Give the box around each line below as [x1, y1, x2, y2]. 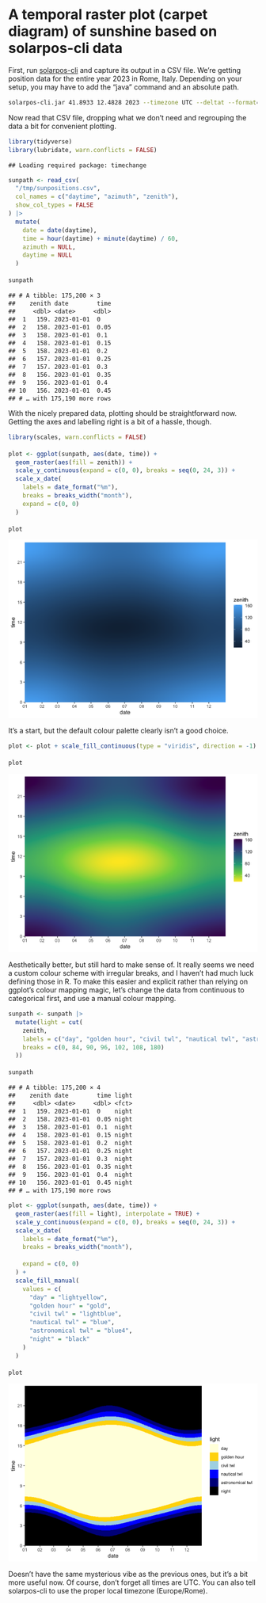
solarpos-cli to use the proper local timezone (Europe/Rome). [8, 1586, 208, 1596]
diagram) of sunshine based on [8, 22, 218, 40]
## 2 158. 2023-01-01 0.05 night [8, 1115, 133, 1124]
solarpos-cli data [8, 40, 123, 57]
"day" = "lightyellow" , [28, 1293, 108, 1301]
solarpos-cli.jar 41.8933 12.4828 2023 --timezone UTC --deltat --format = [8, 98, 260, 106]
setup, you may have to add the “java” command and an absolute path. [8, 82, 240, 92]
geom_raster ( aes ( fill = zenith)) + [15, 458, 133, 466]
